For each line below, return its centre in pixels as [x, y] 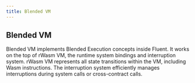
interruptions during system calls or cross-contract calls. [74, 74]
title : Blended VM [28, 11]
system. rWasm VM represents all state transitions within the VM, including [96, 61]
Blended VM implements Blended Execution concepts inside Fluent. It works [98, 49]
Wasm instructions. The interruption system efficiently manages [83, 68]
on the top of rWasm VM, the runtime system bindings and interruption [91, 56]
